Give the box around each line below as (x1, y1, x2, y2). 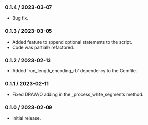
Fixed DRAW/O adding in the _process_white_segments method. (12, 91, 144, 98)
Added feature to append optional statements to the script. (12, 39, 132, 45)
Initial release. (12, 115, 41, 121)
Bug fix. (12, 15, 29, 21)
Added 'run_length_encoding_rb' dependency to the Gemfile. (12, 67, 137, 73)
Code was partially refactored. (12, 44, 74, 50)
